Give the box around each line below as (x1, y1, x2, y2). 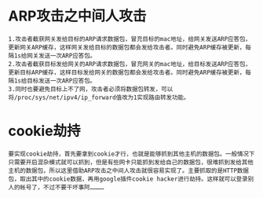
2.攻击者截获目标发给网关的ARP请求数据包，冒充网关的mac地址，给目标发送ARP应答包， (8, 60, 251, 68)
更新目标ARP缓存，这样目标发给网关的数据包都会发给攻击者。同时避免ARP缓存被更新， (8, 68, 246, 76)
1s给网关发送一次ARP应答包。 (13, 52, 97, 60)
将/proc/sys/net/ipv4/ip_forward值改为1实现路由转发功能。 (8, 93, 190, 101)
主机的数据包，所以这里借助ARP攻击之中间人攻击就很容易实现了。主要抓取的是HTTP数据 (8, 167, 250, 174)
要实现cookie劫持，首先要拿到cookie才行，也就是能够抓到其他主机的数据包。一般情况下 (8, 150, 255, 158)
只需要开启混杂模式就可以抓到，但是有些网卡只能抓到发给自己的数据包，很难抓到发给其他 (8, 158, 254, 166)
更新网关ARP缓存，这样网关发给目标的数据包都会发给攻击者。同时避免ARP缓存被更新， (8, 43, 246, 51)
